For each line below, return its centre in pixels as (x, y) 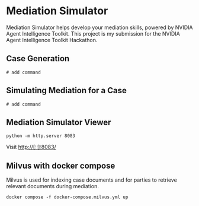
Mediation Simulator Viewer (59, 122)
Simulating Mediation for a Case (67, 91)
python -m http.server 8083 (41, 136)
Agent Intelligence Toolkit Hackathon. (52, 40)
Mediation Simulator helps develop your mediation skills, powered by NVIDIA (99, 27)
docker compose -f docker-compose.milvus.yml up (67, 197)
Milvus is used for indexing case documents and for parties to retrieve (92, 180)
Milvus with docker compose (61, 165)
